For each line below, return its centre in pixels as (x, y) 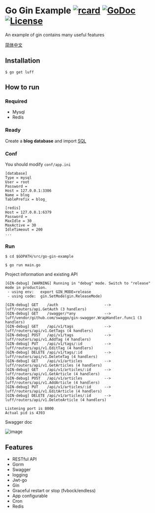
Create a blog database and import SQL (46, 141)
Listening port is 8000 (30, 409)
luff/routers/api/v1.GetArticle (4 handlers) (52, 374)
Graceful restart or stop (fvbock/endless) (54, 491)
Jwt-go (19, 480)
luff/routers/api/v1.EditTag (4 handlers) (49, 348)
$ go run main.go (23, 265)
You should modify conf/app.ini (38, 164)
